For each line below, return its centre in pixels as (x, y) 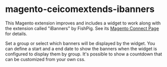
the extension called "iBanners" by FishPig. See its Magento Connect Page (82, 28)
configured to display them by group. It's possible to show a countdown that (84, 54)
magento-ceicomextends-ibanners (80, 9)
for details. (16, 33)
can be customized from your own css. (45, 59)
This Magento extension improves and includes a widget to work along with (83, 23)
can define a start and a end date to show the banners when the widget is (81, 48)
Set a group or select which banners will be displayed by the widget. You (80, 43)
